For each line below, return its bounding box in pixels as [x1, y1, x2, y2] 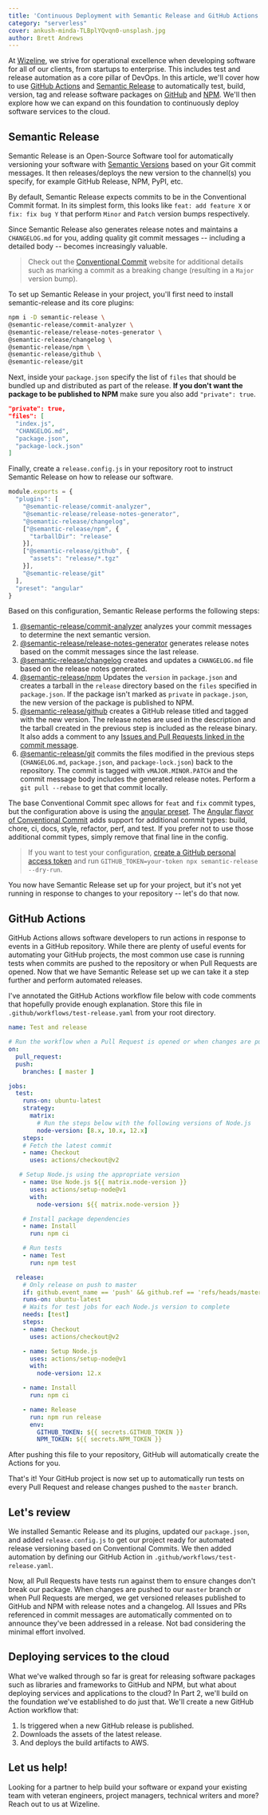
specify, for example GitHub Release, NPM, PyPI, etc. [8, 177, 183, 186]
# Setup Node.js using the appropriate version [18, 1171, 180, 1179]
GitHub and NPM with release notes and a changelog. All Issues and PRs [8, 1602, 247, 1611]
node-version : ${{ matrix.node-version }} [37, 1200, 180, 1209]
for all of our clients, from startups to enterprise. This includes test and [8, 65, 241, 74]
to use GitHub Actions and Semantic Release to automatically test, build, [8, 81, 246, 91]
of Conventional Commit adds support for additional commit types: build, [8, 816, 248, 825]
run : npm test [29, 1259, 77, 1267]
